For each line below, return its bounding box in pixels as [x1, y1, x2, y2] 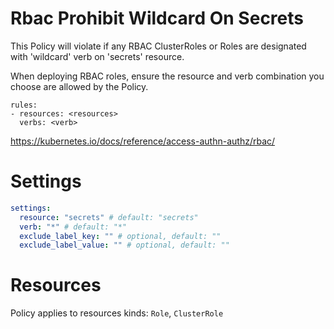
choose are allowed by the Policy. [10, 80, 149, 92]
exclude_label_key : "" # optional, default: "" [19, 231, 222, 241]
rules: [10, 100, 38, 110]
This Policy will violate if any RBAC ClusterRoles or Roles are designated [10, 40, 307, 52]
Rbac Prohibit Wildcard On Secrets [10, 7, 304, 30]
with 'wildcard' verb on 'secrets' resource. [10, 50, 185, 62]
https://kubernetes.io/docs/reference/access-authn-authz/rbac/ [10, 135, 276, 147]
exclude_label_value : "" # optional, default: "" [19, 240, 230, 251]
